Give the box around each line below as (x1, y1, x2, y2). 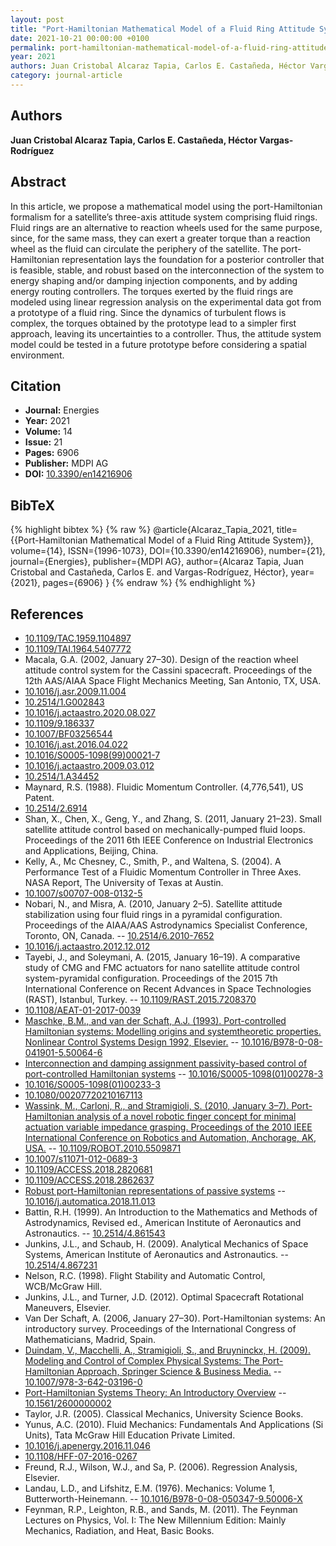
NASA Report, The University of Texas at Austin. (24, 876, 224, 888)
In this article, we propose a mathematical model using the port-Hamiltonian (10, 200, 323, 212)
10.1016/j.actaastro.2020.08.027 (24, 706, 157, 718)
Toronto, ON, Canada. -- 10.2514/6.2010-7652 (24, 929, 215, 941)
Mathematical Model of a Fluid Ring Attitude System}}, (89, 534, 314, 546)
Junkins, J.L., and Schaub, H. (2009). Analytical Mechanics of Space (24, 1237, 309, 1250)
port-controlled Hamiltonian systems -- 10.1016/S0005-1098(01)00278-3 (24, 1067, 324, 1080)
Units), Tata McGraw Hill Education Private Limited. (24, 1429, 236, 1441)
